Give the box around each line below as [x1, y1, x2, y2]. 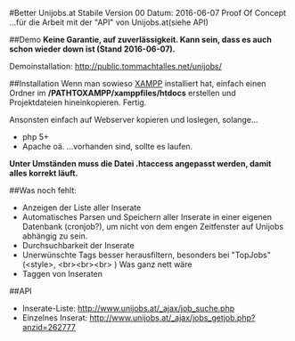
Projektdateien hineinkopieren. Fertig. [9, 97, 147, 108]
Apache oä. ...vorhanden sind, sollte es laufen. [21, 142, 193, 151]
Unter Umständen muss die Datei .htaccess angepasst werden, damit [9, 158, 272, 168]
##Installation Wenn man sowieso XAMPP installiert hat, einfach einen [9, 78, 266, 88]
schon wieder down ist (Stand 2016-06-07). [9, 44, 176, 54]
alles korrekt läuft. [9, 168, 78, 178]
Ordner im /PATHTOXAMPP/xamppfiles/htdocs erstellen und [9, 88, 236, 98]
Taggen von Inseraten [21, 269, 103, 279]
